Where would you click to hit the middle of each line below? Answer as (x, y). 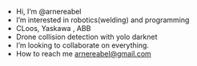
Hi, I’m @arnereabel (48, 12)
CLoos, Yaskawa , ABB (53, 28)
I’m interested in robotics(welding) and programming (103, 20)
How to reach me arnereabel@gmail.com (84, 54)
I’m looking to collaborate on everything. (82, 45)
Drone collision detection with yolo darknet (86, 37)
